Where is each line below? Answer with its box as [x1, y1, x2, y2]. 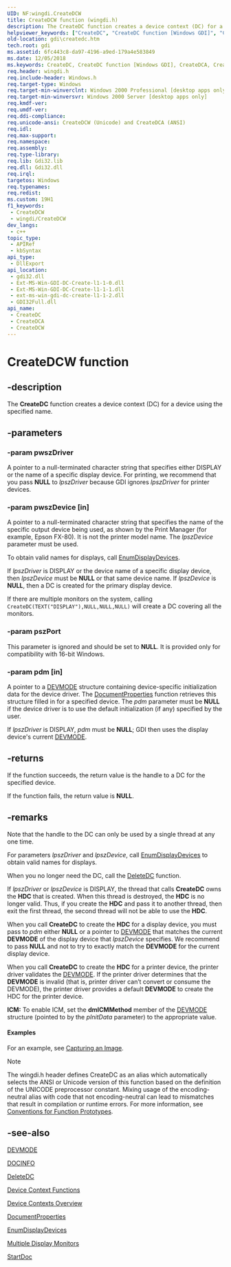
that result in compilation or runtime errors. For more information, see [7, 1099, 203, 1108]
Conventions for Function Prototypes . [7, 1107, 113, 1115]
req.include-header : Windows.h [7, 74, 97, 81]
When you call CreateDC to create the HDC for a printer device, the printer [7, 963, 219, 971]
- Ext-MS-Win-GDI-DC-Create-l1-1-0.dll [10, 279, 125, 286]
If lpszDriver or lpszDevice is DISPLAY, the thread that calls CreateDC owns [7, 884, 221, 893]
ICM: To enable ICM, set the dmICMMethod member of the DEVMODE [7, 1005, 208, 1014]
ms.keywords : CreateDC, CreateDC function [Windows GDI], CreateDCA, [7, 61, 211, 68]
